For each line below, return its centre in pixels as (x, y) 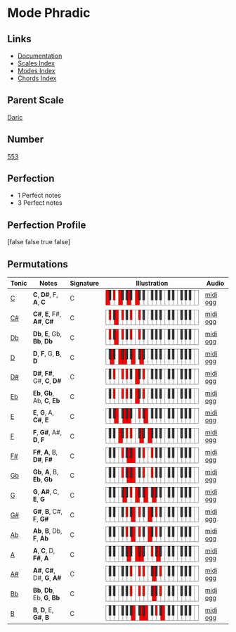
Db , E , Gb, (47, 334)
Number (26, 140)
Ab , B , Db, (47, 531)
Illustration (152, 283)
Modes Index (36, 71)
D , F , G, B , (47, 354)
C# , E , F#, (47, 314)
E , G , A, (44, 412)
